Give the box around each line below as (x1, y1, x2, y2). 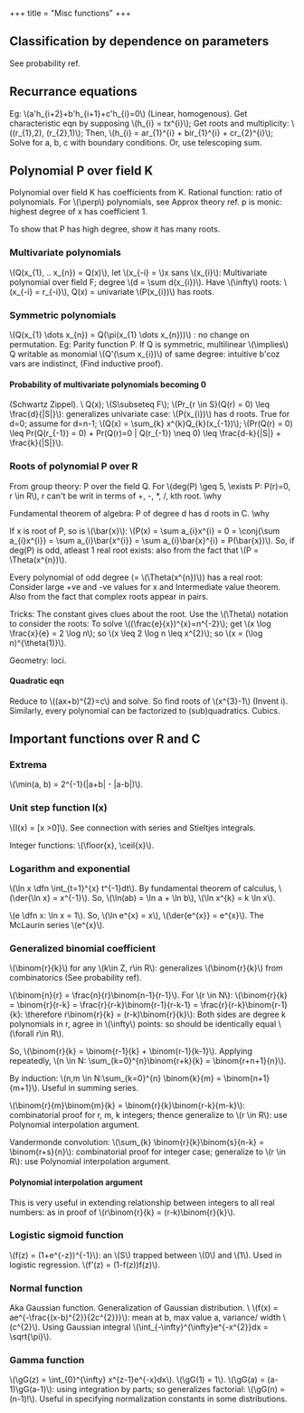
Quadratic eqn (9, 676, 65, 687)
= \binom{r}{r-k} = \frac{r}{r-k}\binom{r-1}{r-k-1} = (9, 1000, 199, 1010)
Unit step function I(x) (9, 801, 108, 814)
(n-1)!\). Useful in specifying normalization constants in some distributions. (9, 1393, 288, 1405)
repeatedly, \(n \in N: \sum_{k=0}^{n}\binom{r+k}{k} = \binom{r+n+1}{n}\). (9, 1056, 287, 1067)
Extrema (9, 759, 48, 772)
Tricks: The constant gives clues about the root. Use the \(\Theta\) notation (9, 608, 289, 619)
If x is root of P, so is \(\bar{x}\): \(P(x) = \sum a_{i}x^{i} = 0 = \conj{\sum (9, 525, 280, 536)
